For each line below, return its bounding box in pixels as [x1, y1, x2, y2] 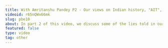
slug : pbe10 [5, 16, 30, 21]
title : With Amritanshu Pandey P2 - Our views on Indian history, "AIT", [5, 7, 162, 12]
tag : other [5, 35, 28, 40]
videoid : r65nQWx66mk [5, 12, 50, 17]
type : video [5, 30, 30, 35]
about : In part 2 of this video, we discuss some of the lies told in [5, 21, 155, 26]
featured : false [5, 26, 39, 31]
